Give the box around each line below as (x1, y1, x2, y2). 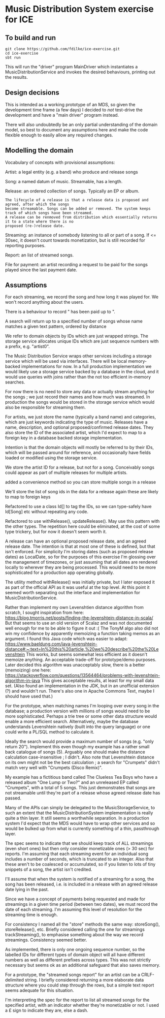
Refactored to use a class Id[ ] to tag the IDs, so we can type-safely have (5, 504, 152, 509)
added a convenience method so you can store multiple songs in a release (5, 479, 156, 485)
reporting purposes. (5, 242, 46, 248)
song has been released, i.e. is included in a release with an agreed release (5, 881, 158, 887)
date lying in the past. (5, 887, 49, 892)
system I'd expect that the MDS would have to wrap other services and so (5, 821, 155, 827)
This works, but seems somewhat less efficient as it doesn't (26, 651, 148, 658)
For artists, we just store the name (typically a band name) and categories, (5, 414, 156, 420)
